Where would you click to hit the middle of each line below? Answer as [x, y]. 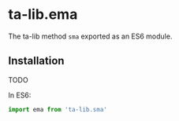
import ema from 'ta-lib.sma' [58, 109]
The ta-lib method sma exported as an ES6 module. [90, 36]
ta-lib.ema [43, 15]
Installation [36, 61]
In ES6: [20, 95]
